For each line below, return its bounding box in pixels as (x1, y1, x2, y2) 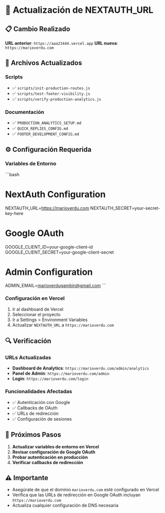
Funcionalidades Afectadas (5, 388, 72, 395)
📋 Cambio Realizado (5, 25, 70, 33)
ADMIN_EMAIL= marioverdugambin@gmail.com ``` (5, 283, 107, 289)
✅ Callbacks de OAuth (12, 404, 58, 411)
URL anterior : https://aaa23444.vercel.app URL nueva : (5, 40, 118, 46)
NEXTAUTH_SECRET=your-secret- (90, 205, 161, 211)
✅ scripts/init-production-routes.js (12, 85, 90, 91)
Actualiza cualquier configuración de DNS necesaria (12, 503, 119, 509)
